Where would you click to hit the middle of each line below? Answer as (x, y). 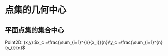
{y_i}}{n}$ (15, 48)
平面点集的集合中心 (34, 30)
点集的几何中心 (36, 10)
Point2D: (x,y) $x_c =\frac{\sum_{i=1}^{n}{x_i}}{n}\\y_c (61, 42)
